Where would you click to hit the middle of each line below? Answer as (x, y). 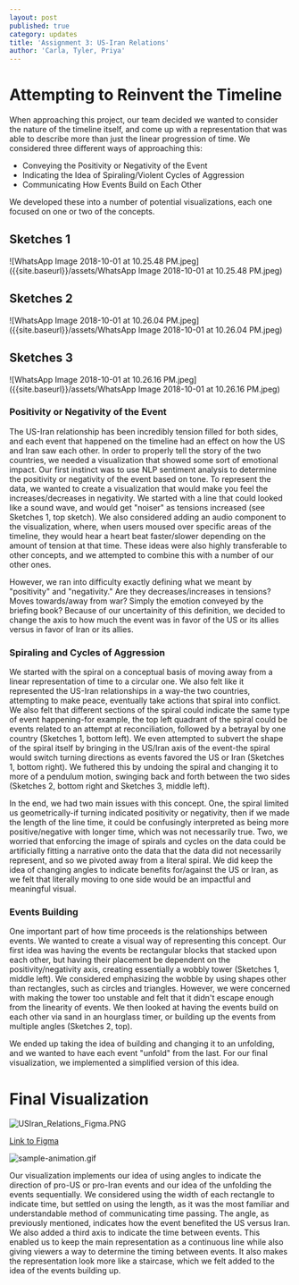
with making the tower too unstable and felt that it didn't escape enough (141, 998)
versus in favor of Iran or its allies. (71, 629)
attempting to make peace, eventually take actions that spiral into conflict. (145, 701)
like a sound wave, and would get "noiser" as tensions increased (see (137, 507)
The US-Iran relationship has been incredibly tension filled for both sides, (144, 431)
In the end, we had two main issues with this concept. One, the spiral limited (149, 803)
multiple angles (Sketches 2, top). (71, 1027)
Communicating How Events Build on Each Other (112, 185)
